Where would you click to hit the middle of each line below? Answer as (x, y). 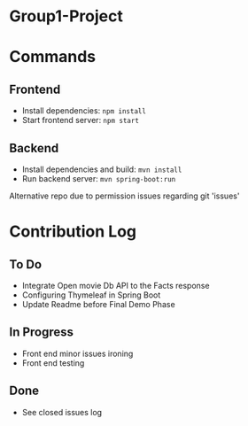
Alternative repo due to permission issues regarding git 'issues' (124, 196)
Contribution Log (73, 232)
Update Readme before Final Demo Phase (98, 304)
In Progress (41, 333)
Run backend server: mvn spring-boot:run (99, 178)
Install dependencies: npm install (84, 111)
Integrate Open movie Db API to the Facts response (116, 286)
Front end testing (53, 363)
